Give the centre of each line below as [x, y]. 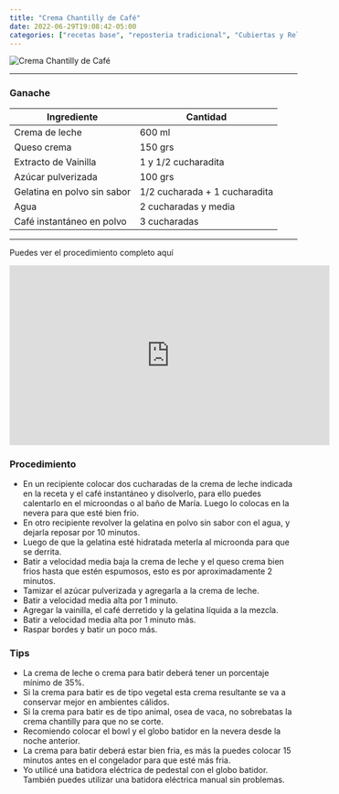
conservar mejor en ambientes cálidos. [96, 702]
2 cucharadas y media [187, 206]
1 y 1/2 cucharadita [182, 162]
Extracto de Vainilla [55, 162]
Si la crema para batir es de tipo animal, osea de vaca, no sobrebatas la [157, 712]
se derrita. [42, 551]
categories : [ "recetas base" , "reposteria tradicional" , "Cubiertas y [147, 35]
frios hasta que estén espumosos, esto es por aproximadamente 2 [147, 571]
